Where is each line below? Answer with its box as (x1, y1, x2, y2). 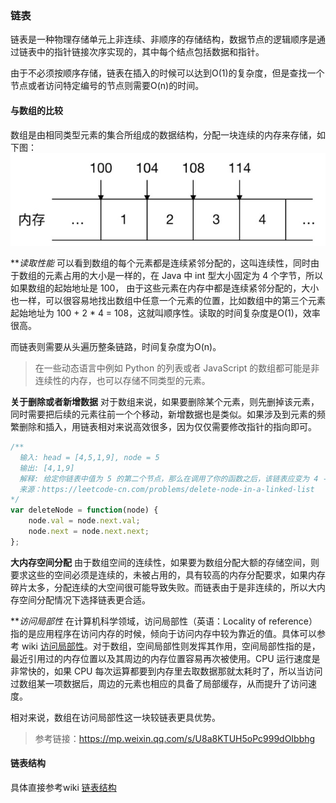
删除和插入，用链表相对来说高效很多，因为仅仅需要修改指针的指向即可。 (18, 421, 317, 432)
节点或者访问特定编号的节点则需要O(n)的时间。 (10, 80, 205, 92)
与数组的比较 (10, 104, 63, 116)
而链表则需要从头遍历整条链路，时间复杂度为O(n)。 (10, 341, 222, 352)
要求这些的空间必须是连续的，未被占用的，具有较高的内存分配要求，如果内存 (10, 568, 326, 581)
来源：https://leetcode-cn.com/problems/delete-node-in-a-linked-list (19, 484, 315, 494)
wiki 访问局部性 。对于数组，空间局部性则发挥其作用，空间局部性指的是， (21, 640, 321, 652)
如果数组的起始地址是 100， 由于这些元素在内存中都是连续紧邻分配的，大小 (10, 282, 320, 294)
